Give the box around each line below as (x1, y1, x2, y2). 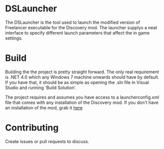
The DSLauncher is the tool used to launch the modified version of (5, 19, 140, 25)
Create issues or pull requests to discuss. (5, 138, 89, 144)
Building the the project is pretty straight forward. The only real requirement (5, 69, 159, 75)
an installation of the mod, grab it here (5, 104, 83, 110)
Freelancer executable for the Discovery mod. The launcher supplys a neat (5, 24, 158, 30)
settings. (5, 35, 23, 41)
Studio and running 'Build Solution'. (5, 85, 77, 91)
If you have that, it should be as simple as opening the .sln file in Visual (5, 79, 149, 85)
